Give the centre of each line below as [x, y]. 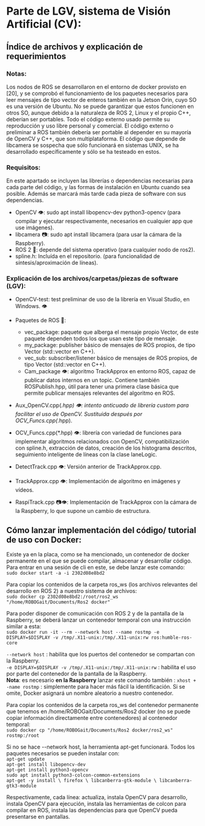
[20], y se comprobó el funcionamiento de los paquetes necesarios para [97, 93]
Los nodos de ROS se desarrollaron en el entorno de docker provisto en [96, 87]
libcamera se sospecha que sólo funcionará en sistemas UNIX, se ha [92, 145]
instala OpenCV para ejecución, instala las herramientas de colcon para [96, 804]
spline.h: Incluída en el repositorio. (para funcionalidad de [88, 256]
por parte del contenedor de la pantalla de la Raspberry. [77, 674]
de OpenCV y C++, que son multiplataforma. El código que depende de [96, 138]
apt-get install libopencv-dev [46, 765]
